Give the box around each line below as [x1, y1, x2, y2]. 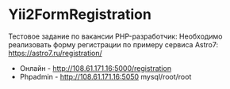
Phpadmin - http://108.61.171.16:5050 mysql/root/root [19, 72, 192, 81]
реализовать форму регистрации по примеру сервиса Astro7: [8, 39, 219, 49]
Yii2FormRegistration [8, 6, 152, 24]
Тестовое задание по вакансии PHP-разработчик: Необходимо [8, 32, 223, 41]
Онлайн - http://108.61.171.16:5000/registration [19, 63, 172, 72]
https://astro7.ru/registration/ [8, 48, 103, 57]
